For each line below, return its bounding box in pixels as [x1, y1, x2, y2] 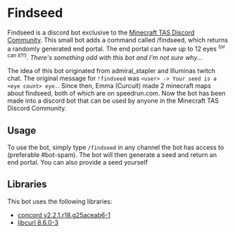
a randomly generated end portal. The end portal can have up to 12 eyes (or [7, 43, 226, 53]
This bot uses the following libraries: [7, 197, 113, 206]
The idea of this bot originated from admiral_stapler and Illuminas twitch [7, 67, 216, 75]
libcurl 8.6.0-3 [17, 218, 58, 227]
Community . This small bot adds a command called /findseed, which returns [7, 35, 229, 44]
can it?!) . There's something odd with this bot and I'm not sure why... [7, 51, 203, 61]
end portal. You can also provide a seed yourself [7, 158, 148, 167]
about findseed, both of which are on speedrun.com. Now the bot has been [7, 89, 227, 98]
